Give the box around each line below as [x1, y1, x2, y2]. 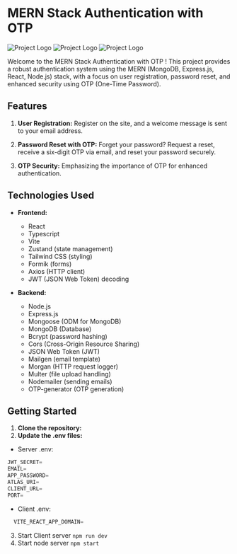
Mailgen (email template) [28, 354, 101, 363]
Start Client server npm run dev [17, 531, 108, 539]
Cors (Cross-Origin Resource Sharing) [28, 340, 140, 348]
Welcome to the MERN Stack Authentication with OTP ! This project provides [7, 57, 231, 65]
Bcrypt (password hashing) [28, 332, 108, 340]
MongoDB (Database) [28, 324, 92, 333]
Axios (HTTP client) [28, 267, 86, 275]
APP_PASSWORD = [7, 472, 50, 479]
